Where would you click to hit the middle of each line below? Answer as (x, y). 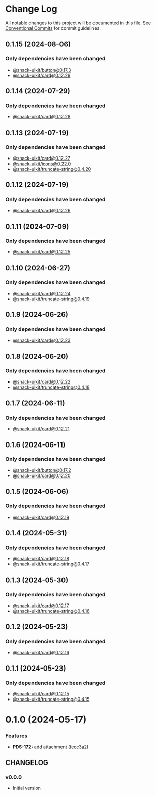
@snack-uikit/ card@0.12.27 (41, 158)
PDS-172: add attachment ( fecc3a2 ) (51, 747)
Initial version (26, 788)
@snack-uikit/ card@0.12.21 (41, 429)
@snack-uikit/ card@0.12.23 (41, 340)
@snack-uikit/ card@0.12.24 (41, 294)
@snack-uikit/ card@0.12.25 (41, 252)
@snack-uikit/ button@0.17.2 (42, 470)
